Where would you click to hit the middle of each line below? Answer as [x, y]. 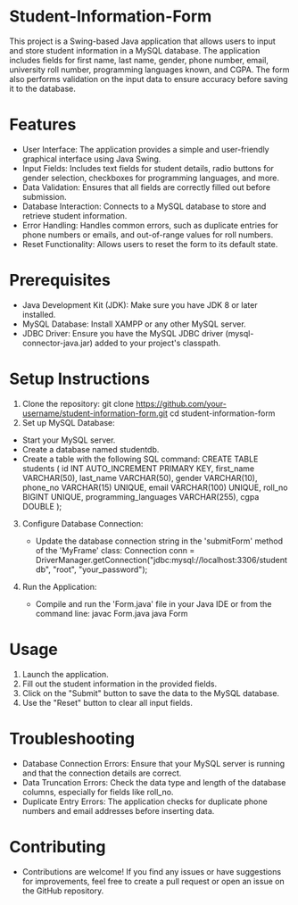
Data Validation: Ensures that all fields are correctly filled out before [146, 187]
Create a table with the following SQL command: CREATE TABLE [140, 459]
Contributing [58, 847]
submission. [44, 196]
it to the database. [42, 88]
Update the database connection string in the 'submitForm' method [159, 541]
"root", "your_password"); [100, 569]
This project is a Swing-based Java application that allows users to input [143, 41]
